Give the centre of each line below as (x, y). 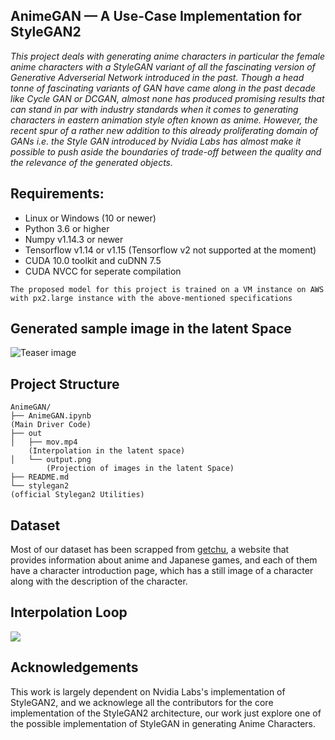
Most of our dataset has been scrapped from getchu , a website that (150, 550)
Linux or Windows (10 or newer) (90, 218)
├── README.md (40, 477)
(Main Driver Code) (51, 425)
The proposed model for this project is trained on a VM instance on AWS (167, 289)
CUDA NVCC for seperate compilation (103, 271)
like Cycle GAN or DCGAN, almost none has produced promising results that (167, 98)
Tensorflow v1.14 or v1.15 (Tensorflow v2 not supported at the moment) (170, 250)
